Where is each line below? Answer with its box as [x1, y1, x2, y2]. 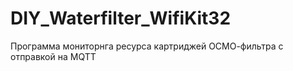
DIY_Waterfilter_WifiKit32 [10, 7, 232, 30]
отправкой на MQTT [10, 50, 97, 62]
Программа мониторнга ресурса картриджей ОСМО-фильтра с [10, 40, 284, 52]
